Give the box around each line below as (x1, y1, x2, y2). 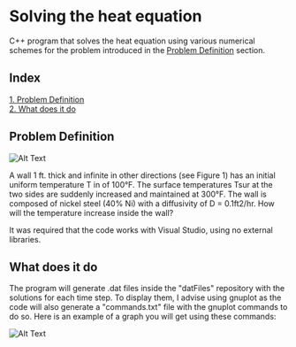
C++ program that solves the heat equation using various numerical (9, 35, 256, 46)
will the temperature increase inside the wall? (9, 207, 174, 218)
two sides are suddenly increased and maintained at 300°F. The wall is (9, 189, 267, 199)
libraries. (9, 234, 42, 244)
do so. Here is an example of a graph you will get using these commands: (9, 312, 277, 322)
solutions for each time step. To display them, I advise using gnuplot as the (9, 292, 282, 303)
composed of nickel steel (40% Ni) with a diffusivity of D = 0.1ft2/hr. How (9, 197, 276, 209)
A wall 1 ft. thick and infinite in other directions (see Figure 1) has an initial (9, 170, 276, 181)
